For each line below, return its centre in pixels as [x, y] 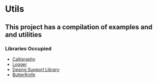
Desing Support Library [36, 69]
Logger [19, 64]
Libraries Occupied [28, 48]
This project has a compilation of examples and [79, 27]
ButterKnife [24, 75]
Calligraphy [24, 59]
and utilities [23, 34]
